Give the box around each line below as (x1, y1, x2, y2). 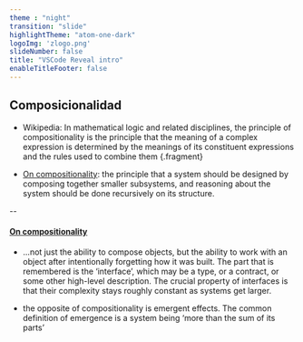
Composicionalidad (9, 97, 122, 114)
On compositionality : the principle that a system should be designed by (22, 168, 288, 179)
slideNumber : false (9, 47, 83, 56)
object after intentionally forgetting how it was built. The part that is (22, 256, 274, 267)
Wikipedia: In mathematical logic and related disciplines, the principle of (22, 122, 292, 133)
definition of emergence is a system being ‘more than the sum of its (22, 312, 276, 323)
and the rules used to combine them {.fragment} (22, 151, 204, 162)
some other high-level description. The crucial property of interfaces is (22, 275, 288, 287)
